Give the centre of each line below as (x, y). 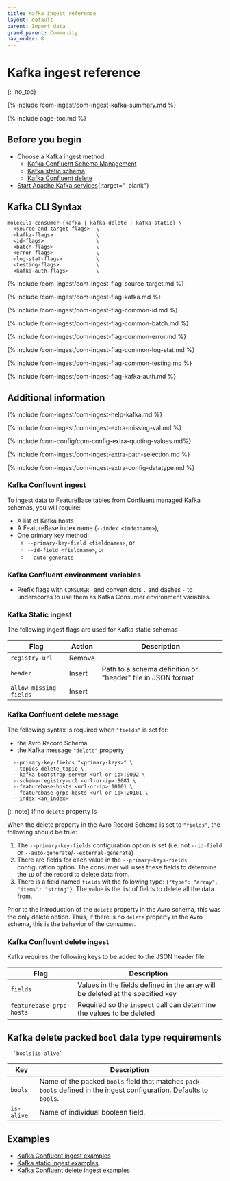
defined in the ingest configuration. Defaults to (133, 1090)
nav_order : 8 (26, 39)
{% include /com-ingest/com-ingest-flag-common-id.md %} (92, 310)
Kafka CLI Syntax (44, 207)
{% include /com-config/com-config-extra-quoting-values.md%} (99, 441)
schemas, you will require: (44, 507)
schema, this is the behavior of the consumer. (72, 924)
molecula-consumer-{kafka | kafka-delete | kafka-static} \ (95, 223)
